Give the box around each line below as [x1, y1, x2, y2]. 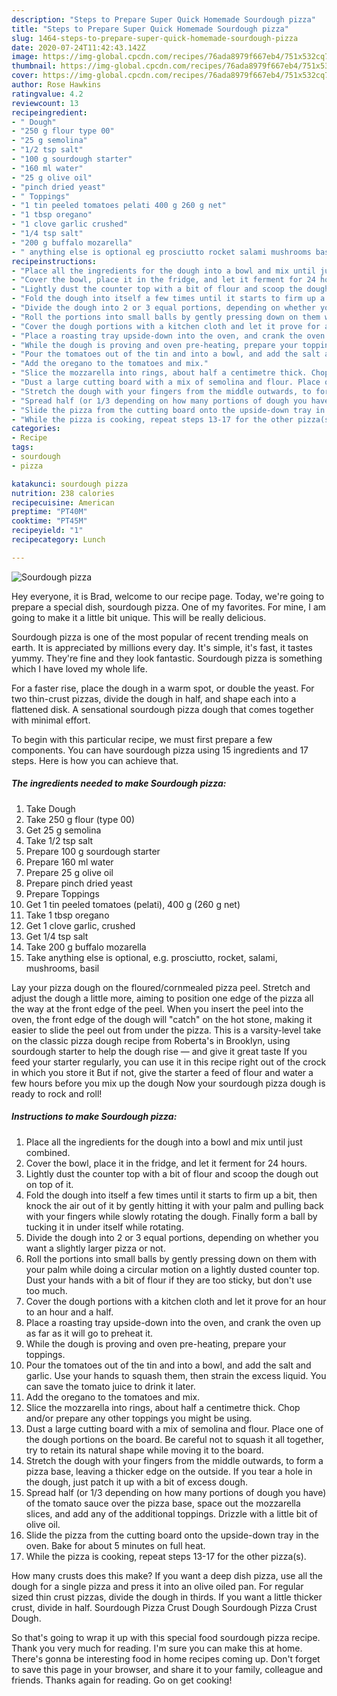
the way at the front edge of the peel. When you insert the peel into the [11, 1002, 304, 1015]
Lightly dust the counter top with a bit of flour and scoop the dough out [25, 1167, 319, 1180]
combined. [25, 1146, 71, 1158]
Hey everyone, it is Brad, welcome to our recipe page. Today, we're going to [11, 590, 325, 602]
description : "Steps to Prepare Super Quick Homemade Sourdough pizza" [11, 14, 316, 25]
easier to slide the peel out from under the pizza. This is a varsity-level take [11, 1024, 322, 1036]
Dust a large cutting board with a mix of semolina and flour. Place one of [25, 1422, 324, 1435]
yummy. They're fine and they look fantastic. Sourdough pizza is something [11, 652, 323, 664]
